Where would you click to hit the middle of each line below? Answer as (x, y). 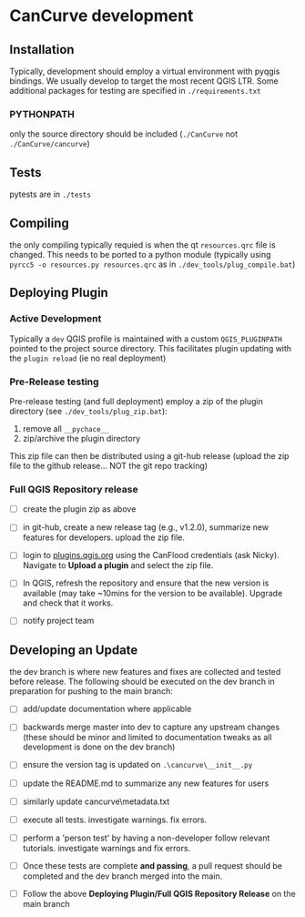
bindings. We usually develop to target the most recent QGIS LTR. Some (144, 81)
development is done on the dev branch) (99, 747)
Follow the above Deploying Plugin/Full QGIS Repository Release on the (159, 893)
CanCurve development (102, 16)
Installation (42, 50)
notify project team (58, 621)
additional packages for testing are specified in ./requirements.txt (135, 91)
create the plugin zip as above (79, 509)
